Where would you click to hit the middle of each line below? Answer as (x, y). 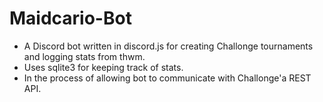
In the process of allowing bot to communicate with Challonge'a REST (167, 78)
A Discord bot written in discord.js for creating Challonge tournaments (168, 46)
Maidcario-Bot (70, 18)
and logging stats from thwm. (84, 56)
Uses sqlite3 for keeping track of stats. (103, 67)
